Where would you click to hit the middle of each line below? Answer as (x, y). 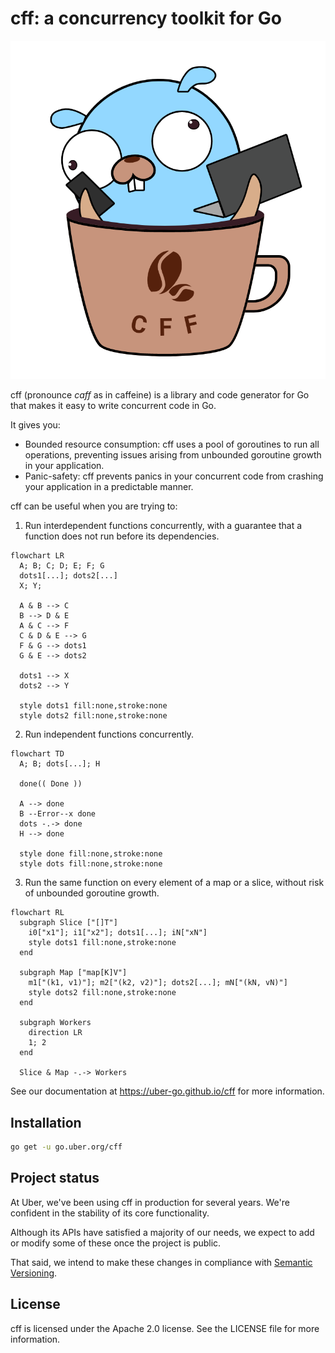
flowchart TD (37, 754)
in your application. (64, 466)
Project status (55, 1178)
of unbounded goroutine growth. (92, 893)
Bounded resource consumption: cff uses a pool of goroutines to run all (172, 444)
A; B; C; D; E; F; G (62, 566)
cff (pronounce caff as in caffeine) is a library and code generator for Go (160, 395)
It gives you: (35, 425)
